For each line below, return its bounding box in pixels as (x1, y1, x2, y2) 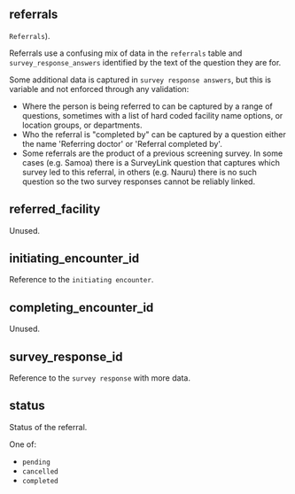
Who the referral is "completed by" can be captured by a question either (21, 128, 286, 140)
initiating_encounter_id (9, 251, 140, 266)
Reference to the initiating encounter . (9, 274, 154, 285)
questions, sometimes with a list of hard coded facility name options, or (21, 110, 283, 120)
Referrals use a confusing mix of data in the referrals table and (9, 48, 243, 58)
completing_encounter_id (9, 300, 154, 315)
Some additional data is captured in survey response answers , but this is (9, 74, 272, 85)
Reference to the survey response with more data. (9, 373, 190, 383)
